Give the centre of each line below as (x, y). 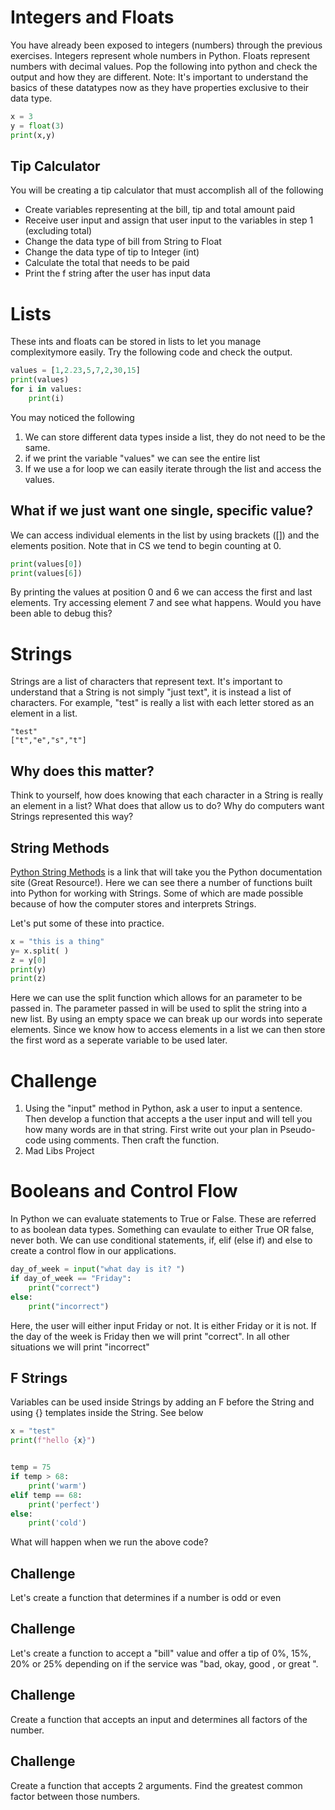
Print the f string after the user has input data (117, 273)
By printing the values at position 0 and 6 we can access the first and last (161, 592)
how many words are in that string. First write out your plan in (151, 1130)
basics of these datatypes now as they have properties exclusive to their (160, 87)
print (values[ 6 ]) (46, 573)
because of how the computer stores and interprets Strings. (133, 903)
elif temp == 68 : (46, 1495)
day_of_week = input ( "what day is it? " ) (98, 1269)
